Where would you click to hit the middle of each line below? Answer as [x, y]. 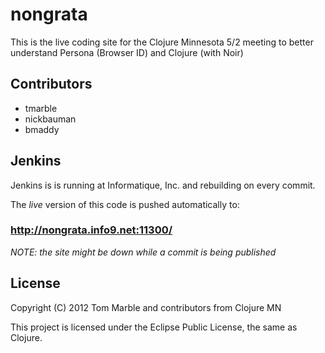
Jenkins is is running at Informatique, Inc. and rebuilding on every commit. [163, 185]
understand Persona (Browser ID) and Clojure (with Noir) [127, 52]
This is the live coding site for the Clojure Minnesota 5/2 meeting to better [162, 42]
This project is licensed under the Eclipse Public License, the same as [154, 327]
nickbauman [50, 119]
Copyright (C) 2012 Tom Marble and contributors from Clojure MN [146, 307]
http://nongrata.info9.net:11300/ [91, 230]
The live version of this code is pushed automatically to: [125, 204]
